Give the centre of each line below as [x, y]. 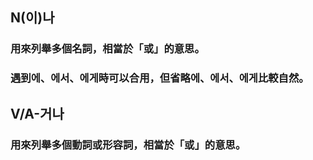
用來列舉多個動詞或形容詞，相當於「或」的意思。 [128, 145]
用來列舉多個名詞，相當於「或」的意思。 [107, 49]
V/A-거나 [37, 113]
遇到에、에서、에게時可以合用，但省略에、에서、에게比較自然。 [160, 78]
